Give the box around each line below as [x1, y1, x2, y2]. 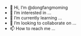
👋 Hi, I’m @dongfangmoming [9, 5, 68, 10]
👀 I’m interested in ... [9, 10, 52, 16]
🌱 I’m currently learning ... [9, 15, 62, 20]
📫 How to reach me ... [9, 26, 55, 31]
